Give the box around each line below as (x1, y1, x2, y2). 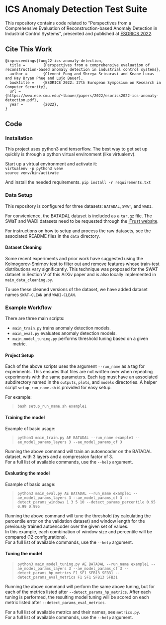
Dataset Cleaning (5, 244, 42, 250)
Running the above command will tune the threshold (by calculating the (5, 512, 151, 519)
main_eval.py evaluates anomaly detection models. (12, 330, 117, 336)
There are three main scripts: (5, 315, 65, 321)
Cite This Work (5, 45, 52, 53)
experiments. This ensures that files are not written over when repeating (5, 369, 153, 375)
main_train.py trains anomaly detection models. (12, 325, 111, 331)
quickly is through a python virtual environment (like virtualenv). (5, 151, 136, 157)
